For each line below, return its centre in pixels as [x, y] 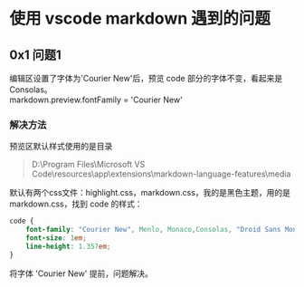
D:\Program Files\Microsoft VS [88, 165]
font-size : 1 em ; [57, 238]
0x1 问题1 [35, 55]
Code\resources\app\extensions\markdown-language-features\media [161, 174]
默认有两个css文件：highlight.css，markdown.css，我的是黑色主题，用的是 [150, 193]
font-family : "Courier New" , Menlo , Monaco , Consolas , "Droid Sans [153, 230]
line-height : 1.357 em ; [68, 246]
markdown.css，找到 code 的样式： [76, 204]
